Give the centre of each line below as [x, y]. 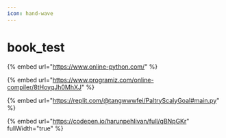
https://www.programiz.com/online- [103, 80]
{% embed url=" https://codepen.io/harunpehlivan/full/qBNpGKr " [98, 121]
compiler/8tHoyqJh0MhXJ [45, 87]
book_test [36, 47]
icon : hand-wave [30, 13]
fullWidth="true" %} [35, 128]
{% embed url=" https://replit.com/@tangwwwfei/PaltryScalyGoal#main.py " [113, 100]
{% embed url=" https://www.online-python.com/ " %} [83, 67]
